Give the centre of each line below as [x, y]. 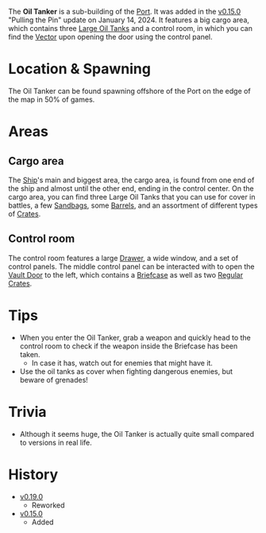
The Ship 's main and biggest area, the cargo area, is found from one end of [131, 180]
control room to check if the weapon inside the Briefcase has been [129, 346]
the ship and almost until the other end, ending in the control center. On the [131, 188]
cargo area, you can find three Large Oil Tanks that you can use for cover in [132, 196]
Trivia [27, 412]
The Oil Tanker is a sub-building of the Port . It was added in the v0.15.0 [125, 12]
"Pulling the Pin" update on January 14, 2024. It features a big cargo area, [129, 20]
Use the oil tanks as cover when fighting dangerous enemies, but [126, 371]
